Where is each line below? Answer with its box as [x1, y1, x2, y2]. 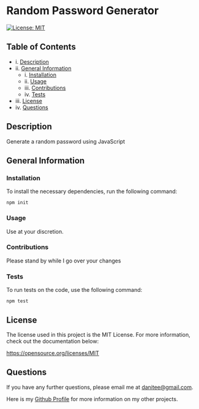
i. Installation [24, 71, 57, 78]
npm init [6, 200, 29, 206]
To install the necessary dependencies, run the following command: [6, 188, 178, 195]
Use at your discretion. [6, 227, 64, 235]
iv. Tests [24, 90, 46, 98]
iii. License [15, 97, 43, 104]
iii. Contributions [24, 84, 66, 91]
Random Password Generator [6, 4, 159, 18]
